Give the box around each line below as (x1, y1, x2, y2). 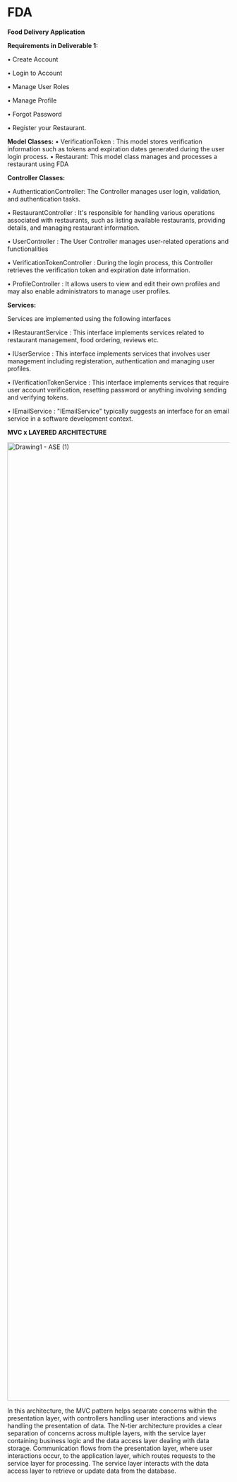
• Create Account (7, 54, 59, 64)
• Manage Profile (7, 96, 57, 105)
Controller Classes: (7, 173, 66, 182)
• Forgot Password (7, 110, 62, 118)
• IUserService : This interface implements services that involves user (7, 349, 210, 358)
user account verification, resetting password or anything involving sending (7, 385, 227, 394)
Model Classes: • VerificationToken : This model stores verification (7, 137, 202, 146)
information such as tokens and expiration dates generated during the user (7, 144, 225, 153)
